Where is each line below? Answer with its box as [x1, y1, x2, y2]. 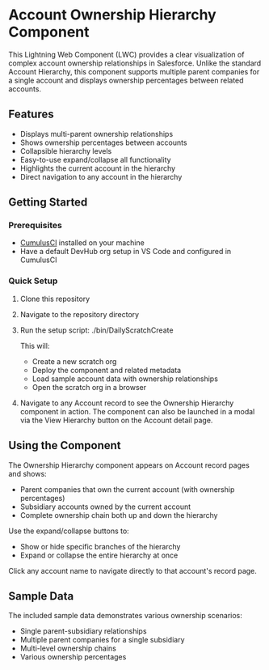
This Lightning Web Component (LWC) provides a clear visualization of [8, 49, 245, 59]
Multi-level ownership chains [19, 643, 117, 653]
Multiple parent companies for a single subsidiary [19, 635, 185, 645]
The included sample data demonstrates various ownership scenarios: [8, 611, 242, 621]
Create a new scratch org [32, 356, 117, 366]
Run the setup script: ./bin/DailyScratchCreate [19, 325, 174, 335]
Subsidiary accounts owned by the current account [19, 502, 191, 511]
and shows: [8, 469, 47, 478]
